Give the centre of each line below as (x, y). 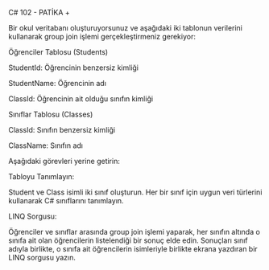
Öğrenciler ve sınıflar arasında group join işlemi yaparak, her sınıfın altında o (134, 232)
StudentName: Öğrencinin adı (58, 83)
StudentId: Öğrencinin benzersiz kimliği (74, 67)
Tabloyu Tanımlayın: (41, 176)
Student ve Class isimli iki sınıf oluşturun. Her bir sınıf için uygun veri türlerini (135, 192)
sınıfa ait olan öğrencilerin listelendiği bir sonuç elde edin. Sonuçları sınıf (128, 240)
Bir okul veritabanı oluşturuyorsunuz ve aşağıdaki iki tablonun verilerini (126, 28)
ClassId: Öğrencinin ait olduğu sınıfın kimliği (81, 99)
